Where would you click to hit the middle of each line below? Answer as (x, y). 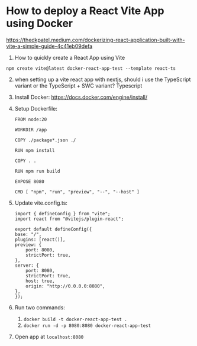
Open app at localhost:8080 (49, 337)
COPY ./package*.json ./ (45, 140)
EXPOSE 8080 (29, 182)
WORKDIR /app (31, 130)
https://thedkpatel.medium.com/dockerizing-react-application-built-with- (96, 40)
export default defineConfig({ (53, 229)
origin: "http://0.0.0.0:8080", (65, 286)
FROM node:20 (31, 119)
